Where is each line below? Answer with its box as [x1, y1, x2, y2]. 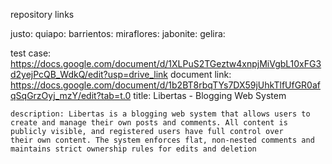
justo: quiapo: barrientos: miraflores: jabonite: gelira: [10, 28, 226, 39]
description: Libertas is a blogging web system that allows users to [10, 109, 311, 119]
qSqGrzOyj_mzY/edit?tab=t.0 [10, 90, 132, 101]
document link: [169, 69, 232, 80]
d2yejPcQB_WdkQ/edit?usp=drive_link [10, 69, 168, 80]
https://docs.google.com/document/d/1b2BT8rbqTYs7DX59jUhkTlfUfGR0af [10, 79, 321, 91]
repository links [10, 9, 75, 20]
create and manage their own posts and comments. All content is [10, 118, 288, 128]
